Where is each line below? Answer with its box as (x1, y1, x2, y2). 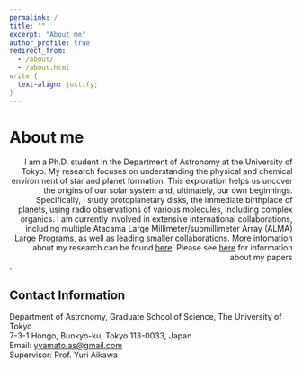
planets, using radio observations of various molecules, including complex (17, 204, 293, 215)
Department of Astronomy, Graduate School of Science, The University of (9, 312, 282, 322)
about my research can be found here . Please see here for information (32, 242, 293, 253)
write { (9, 72, 39, 81)
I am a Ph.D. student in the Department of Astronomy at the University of (23, 156, 293, 167)
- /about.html (17, 64, 70, 73)
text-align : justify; (17, 80, 99, 89)
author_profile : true (9, 38, 91, 48)
